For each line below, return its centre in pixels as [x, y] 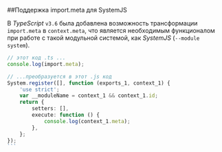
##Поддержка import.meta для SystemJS [67, 10]
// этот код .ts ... [37, 58]
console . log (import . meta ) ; [46, 64]
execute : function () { [66, 115]
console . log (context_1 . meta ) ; [87, 121]
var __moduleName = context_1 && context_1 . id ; [89, 96]
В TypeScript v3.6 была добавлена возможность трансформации [102, 23]
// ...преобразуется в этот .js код [59, 76]
